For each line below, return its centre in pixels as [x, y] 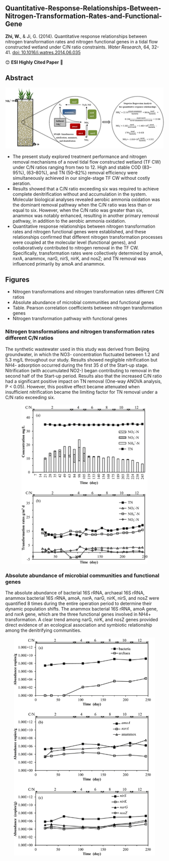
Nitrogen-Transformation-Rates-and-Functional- [84, 16]
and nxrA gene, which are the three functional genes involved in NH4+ [78, 614]
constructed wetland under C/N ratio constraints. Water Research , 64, [78, 47]
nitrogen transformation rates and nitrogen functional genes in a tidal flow [82, 41]
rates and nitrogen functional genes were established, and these [79, 231]
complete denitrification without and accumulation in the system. [80, 194]
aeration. [22, 183]
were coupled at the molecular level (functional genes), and [74, 242]
